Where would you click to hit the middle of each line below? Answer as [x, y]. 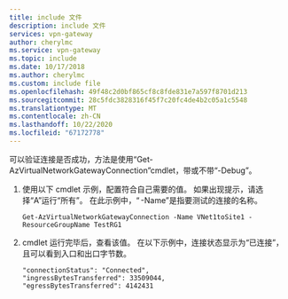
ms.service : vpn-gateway [55, 51]
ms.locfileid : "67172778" [57, 133]
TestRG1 [108, 224]
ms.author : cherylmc [47, 75]
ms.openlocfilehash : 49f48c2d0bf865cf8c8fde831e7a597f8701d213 [128, 91]
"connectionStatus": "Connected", [86, 270]
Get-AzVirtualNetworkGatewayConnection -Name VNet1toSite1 [133, 217]
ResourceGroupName [56, 224]
